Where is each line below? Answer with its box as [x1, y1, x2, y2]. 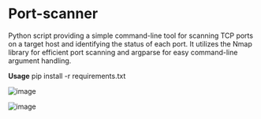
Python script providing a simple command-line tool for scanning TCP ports [8, 31, 254, 40]
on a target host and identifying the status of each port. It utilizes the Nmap [8, 39, 252, 48]
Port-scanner [8, 5, 99, 23]
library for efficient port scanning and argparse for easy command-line [8, 47, 238, 57]
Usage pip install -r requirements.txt [8, 71, 126, 80]
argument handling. [8, 56, 72, 65]
